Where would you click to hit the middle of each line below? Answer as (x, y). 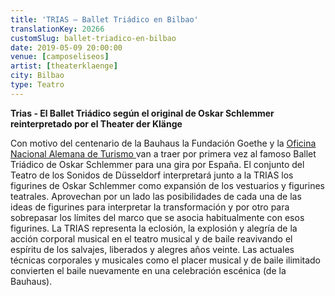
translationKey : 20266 (57, 29)
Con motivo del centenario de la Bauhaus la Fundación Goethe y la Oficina (163, 143)
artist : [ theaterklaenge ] (64, 66)
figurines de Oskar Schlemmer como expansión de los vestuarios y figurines (167, 185)
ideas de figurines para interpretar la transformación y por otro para (150, 207)
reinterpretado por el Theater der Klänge (96, 123)
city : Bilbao (37, 76)
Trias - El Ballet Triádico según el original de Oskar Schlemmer (142, 113)
